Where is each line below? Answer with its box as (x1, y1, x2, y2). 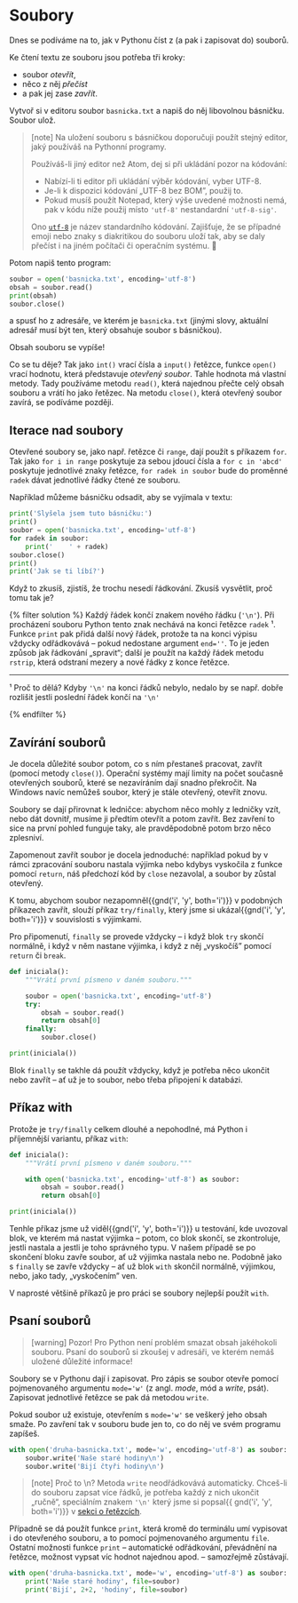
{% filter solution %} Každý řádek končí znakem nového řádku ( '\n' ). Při (9, 610, 275, 620)
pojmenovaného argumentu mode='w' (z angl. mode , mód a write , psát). (9, 1383, 269, 1393)
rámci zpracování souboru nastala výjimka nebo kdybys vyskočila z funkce (9, 859, 283, 870)
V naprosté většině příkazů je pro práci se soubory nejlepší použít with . (9, 1288, 270, 1298)
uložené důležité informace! (30, 1356, 133, 1367)
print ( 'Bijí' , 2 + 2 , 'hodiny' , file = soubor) (25, 1585, 189, 1595)
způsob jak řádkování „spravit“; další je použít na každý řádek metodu (9, 648, 264, 658)
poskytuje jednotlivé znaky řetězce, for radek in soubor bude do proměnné (9, 466, 288, 476)
